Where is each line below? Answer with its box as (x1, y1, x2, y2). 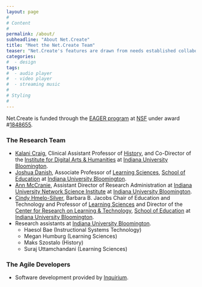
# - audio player (6, 70, 52, 76)
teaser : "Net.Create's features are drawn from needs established (6, 48, 176, 54)
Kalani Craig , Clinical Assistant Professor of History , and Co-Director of (14, 150, 191, 157)
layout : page (6, 8, 39, 15)
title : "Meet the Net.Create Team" (6, 43, 96, 49)
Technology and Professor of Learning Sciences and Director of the (14, 201, 183, 208)
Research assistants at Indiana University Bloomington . (14, 220, 151, 227)
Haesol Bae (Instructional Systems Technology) (23, 226, 142, 233)
